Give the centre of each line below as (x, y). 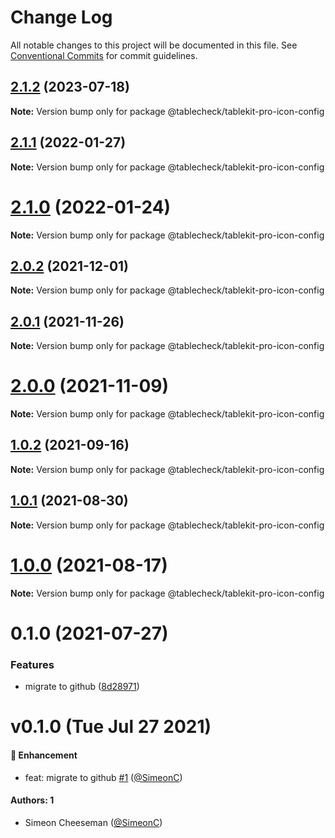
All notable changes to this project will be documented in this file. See (154, 45)
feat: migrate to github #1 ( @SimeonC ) (103, 777)
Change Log (61, 17)
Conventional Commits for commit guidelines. (104, 55)
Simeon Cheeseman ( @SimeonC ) (93, 822)
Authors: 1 (32, 800)
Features (32, 664)
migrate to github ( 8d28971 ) (82, 687)
